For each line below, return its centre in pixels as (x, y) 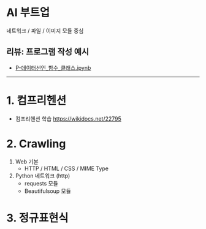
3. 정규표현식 (37, 218)
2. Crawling (36, 144)
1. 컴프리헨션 (36, 100)
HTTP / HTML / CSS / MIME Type (67, 168)
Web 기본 (27, 161)
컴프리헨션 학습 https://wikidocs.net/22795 (68, 118)
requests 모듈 (41, 183)
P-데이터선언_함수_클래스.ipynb (53, 67)
